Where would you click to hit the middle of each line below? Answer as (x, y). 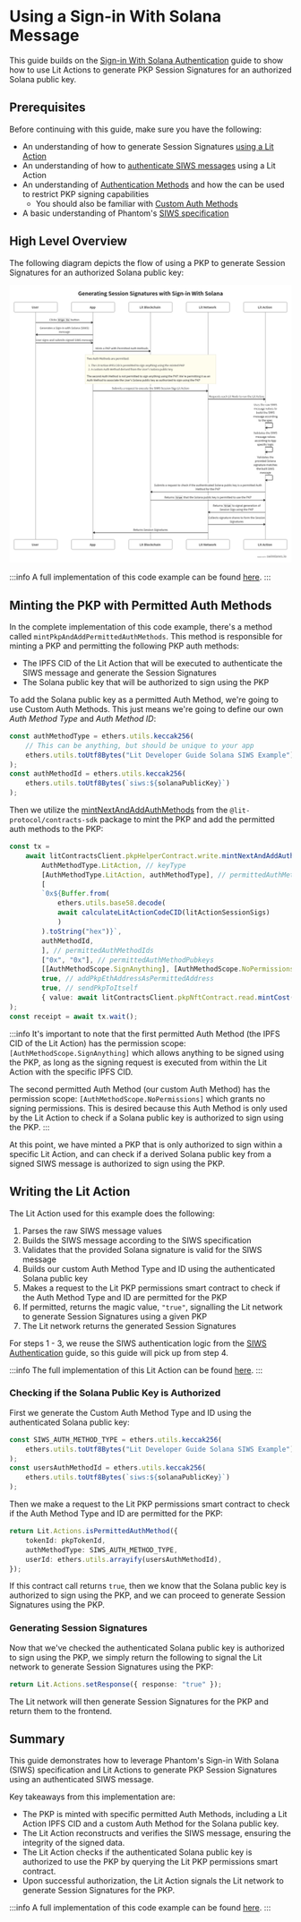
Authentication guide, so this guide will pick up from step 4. (119, 1352)
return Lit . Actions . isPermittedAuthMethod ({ (94, 1532)
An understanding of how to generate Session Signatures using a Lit (148, 146)
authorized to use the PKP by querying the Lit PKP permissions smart (150, 1862)
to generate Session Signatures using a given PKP (115, 1316)
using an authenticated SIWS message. (82, 1780)
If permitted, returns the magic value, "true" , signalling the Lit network (153, 1307)
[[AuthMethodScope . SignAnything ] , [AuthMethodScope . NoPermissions (168, 969)
